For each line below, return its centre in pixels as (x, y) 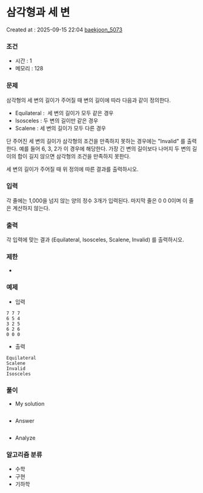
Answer (25, 421)
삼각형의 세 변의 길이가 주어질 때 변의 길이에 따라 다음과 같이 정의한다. (88, 100)
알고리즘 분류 (24, 454)
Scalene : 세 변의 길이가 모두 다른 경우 (60, 128)
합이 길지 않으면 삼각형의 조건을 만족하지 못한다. (74, 156)
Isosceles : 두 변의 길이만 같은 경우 (57, 120)
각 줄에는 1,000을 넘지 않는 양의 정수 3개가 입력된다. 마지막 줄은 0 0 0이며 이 (97, 200)
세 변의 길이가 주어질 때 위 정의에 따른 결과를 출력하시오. (72, 169)
